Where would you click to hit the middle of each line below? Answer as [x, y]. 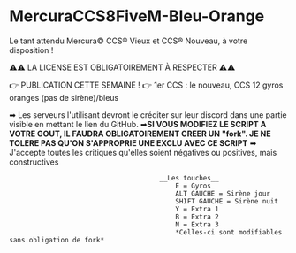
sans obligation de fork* [57, 240]
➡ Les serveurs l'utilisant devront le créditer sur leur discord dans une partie [148, 115]
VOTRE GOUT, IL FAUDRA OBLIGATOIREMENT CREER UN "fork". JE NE [140, 134]
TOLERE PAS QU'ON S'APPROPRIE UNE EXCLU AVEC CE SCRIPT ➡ [133, 142]
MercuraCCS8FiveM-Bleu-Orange [137, 16]
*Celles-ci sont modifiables [229, 232]
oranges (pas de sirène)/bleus [64, 97]
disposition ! [31, 50]
